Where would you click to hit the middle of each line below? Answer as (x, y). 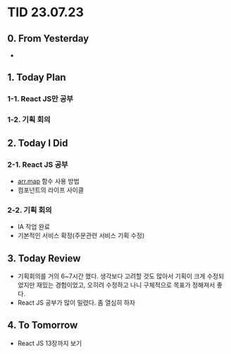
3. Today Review (44, 258)
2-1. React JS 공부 (38, 165)
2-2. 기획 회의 (30, 210)
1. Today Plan (37, 77)
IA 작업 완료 (34, 227)
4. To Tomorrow (43, 325)
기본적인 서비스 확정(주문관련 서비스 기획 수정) (81, 236)
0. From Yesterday (48, 39)
